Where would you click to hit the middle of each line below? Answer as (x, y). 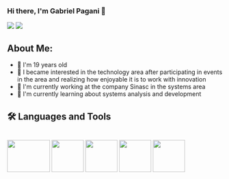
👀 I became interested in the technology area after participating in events (120, 72)
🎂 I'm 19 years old (42, 65)
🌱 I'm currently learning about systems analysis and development (109, 94)
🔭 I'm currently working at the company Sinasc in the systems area (111, 87)
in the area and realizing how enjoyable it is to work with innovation (111, 80)
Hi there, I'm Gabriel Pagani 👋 (56, 11)
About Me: (30, 48)
